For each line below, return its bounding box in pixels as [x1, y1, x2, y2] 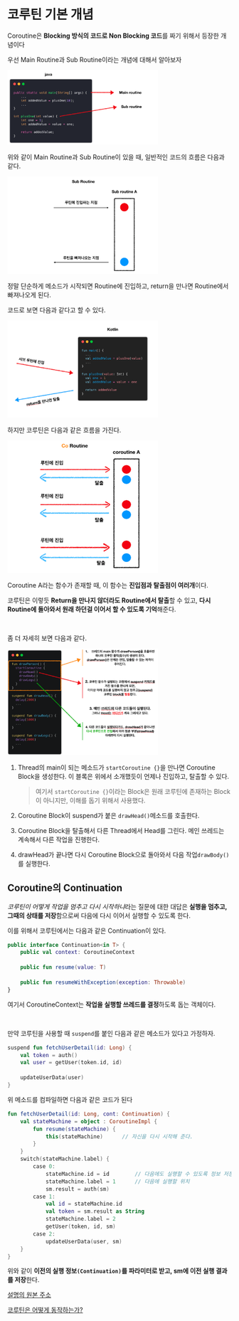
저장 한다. [14, 1275, 40, 1284]
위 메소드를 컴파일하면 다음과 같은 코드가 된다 [7, 1095, 133, 1103]
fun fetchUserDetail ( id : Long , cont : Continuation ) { [7, 1110, 171, 1118]
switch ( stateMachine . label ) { [20, 1155, 110, 1163]
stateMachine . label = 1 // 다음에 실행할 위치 [45, 1178, 190, 1185]
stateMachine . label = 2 [45, 1216, 116, 1223]
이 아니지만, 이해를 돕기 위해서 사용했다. [35, 796, 146, 805]
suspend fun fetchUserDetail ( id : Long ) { [7, 1044, 132, 1051]
